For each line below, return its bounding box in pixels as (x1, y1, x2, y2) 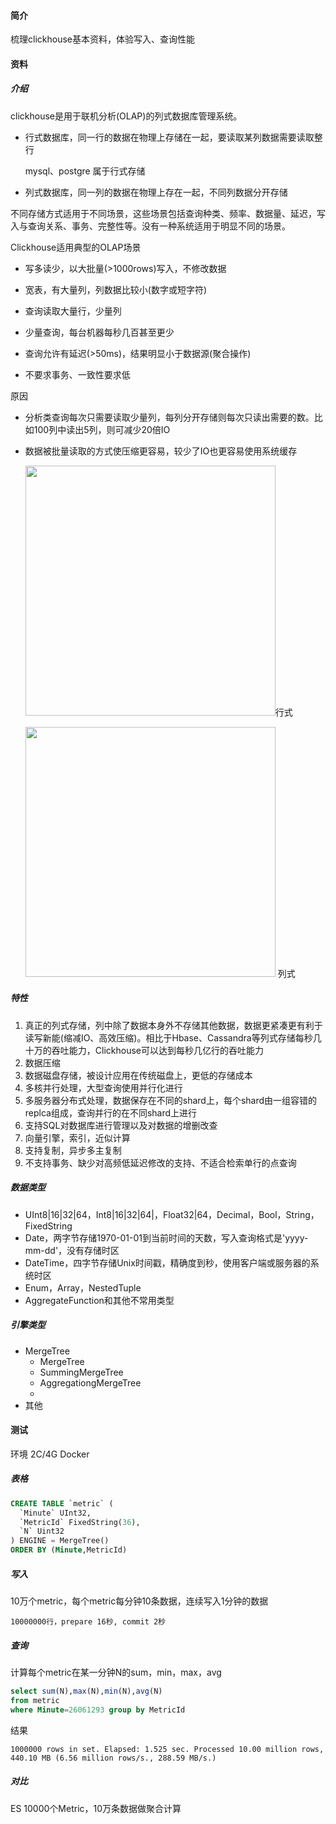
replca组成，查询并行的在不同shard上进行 (24, 1106, 198, 1119)
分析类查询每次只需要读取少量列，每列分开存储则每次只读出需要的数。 (24, 411, 315, 423)
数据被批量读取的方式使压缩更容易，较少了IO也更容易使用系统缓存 (24, 445, 298, 457)
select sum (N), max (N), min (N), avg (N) (10, 1686, 163, 1697)
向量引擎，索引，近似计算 (24, 1131, 131, 1144)
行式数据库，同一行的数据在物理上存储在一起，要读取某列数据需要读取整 (24, 131, 323, 143)
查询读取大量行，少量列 (24, 305, 122, 317)
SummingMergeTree (39, 1366, 124, 1378)
